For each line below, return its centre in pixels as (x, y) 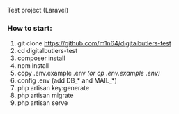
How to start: (30, 28)
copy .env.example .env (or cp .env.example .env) (89, 73)
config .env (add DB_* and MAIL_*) (67, 80)
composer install (41, 58)
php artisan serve (42, 103)
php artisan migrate (45, 95)
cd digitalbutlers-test (47, 51)
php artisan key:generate (53, 88)
